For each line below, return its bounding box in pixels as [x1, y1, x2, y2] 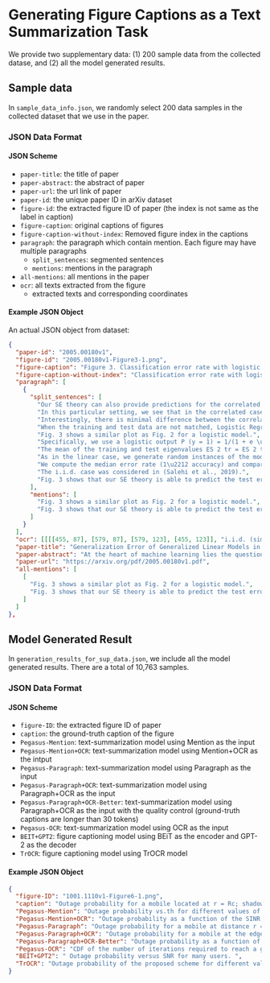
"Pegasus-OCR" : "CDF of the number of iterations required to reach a [15, 944, 257, 953]
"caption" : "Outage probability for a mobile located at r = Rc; [15, 900, 239, 908]
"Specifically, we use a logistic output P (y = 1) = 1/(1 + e [37, 438, 253, 446]
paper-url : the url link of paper [19, 186, 122, 196]
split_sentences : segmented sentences [31, 254, 165, 264]
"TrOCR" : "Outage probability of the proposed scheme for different [15, 960, 250, 968]
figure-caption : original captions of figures [19, 220, 164, 230]
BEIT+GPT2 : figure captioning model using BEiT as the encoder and [19, 832, 239, 841]
